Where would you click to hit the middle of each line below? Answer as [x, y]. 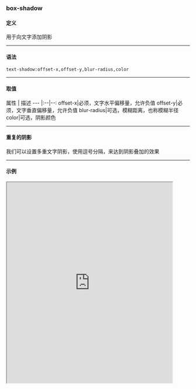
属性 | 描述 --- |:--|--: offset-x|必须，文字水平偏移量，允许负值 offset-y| [92, 103]
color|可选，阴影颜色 [31, 117]
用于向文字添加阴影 [29, 37]
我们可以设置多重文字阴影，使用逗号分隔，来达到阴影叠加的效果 [83, 151]
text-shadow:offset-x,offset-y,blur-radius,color [68, 70]
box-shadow [24, 8]
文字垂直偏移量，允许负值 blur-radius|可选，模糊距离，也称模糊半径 [97, 110]
